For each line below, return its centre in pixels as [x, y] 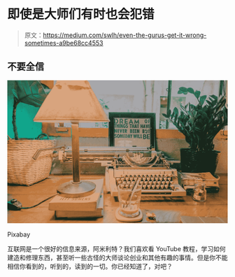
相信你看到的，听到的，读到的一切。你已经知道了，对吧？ [90, 267]
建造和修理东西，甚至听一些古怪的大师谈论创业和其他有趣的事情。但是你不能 [117, 258]
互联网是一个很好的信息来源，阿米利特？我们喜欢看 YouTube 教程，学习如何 [116, 249]
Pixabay [19, 234]
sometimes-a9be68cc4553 [64, 43]
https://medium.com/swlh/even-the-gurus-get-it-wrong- [125, 35]
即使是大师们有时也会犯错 [81, 14]
